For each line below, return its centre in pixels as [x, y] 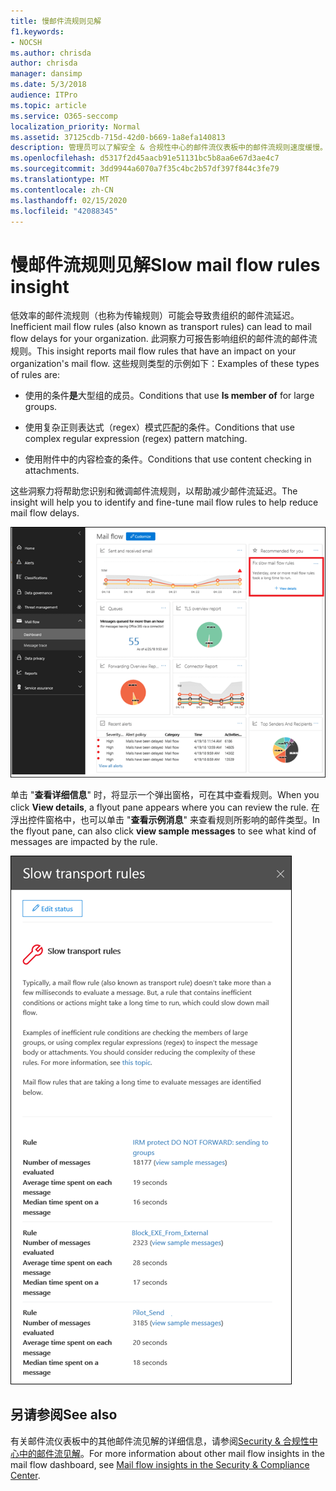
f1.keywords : [37, 31]
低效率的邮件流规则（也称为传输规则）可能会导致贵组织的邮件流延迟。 [155, 316]
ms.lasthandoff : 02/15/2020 [69, 200]
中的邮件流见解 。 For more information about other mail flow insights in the [172, 1453]
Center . [25, 1475]
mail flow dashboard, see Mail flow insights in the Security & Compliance [160, 1464]
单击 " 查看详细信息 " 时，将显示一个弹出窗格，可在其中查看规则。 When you [165, 794]
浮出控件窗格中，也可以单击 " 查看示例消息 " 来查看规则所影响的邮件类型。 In [165, 819]
